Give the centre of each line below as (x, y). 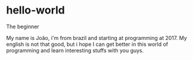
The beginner (23, 26)
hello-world (36, 10)
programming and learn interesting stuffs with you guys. (75, 50)
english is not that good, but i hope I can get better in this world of (87, 44)
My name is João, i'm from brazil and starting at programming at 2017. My (97, 38)
